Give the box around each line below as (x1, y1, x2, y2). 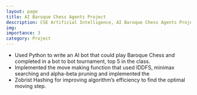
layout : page (6, 8, 38, 15)
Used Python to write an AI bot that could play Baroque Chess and (14, 52, 175, 58)
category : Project (6, 36, 51, 41)
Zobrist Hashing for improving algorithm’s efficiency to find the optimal (14, 76, 186, 83)
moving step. (14, 83, 46, 89)
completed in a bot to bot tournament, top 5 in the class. (14, 58, 151, 65)
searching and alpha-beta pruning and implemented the (14, 71, 150, 77)
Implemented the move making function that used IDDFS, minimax (14, 64, 175, 71)
